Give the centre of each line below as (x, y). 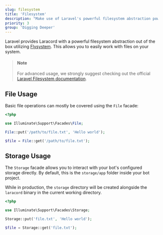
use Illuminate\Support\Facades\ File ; (44, 124)
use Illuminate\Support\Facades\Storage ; (48, 210)
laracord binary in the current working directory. (53, 193)
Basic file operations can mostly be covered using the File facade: (72, 106)
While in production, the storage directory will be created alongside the (76, 187)
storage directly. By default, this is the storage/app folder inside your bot (77, 173)
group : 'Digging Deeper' (30, 28)
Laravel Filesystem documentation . (52, 79)
